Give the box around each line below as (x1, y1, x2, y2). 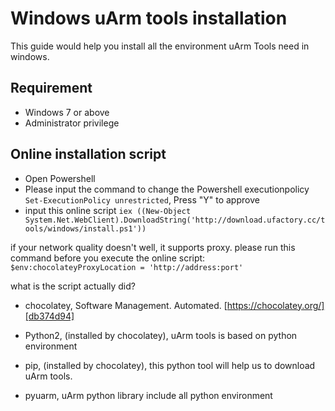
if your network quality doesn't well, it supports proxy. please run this (10, 241, 296, 253)
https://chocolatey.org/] (226, 299, 325, 311)
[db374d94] (24, 310, 75, 322)
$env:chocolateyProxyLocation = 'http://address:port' (10, 262, 244, 272)
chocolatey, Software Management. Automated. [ (24, 299, 228, 311)
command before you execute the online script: (10, 252, 206, 264)
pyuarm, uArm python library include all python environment (24, 389, 273, 401)
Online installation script (10, 146, 167, 163)
